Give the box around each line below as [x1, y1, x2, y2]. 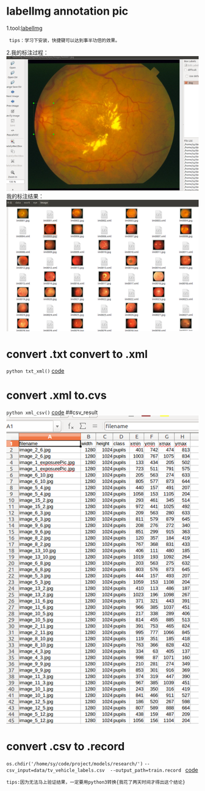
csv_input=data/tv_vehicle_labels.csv [6, 767, 105, 774]
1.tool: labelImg [6, 24, 43, 32]
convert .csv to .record [6, 740, 125, 754]
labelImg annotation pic [6, 4, 129, 18]
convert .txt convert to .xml [6, 347, 148, 361]
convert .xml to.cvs [6, 388, 107, 403]
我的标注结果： [6, 192, 44, 199]
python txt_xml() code [6, 367, 65, 374]
